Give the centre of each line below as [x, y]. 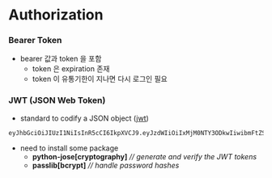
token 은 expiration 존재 [71, 69]
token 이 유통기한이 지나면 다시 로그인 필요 [100, 79]
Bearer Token [35, 40]
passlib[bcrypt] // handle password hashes [106, 165]
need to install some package [69, 148]
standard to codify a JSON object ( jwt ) [85, 118]
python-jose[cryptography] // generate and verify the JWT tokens [144, 156]
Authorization [56, 15]
